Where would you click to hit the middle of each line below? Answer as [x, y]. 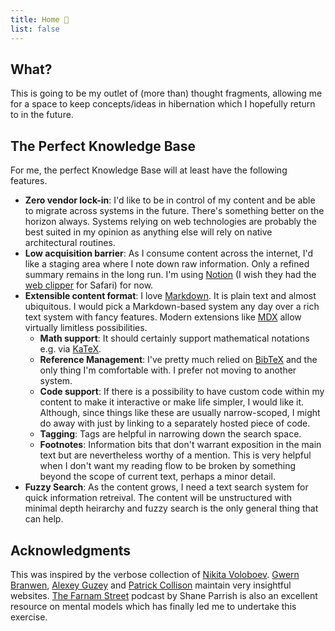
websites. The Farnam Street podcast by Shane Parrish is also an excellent [164, 595]
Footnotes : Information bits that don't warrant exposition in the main [180, 445]
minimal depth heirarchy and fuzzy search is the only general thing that [171, 508]
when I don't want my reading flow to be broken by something [167, 466]
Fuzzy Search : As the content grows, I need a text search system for [166, 487]
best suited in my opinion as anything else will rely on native [148, 232]
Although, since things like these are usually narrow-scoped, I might [180, 413]
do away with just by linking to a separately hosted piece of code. [175, 423]
